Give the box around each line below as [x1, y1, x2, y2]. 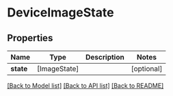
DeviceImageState [7, 5, 114, 21]
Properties [7, 32, 53, 44]
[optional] [131, 64, 163, 73]
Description [85, 53, 124, 62]
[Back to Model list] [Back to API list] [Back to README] [7, 82, 164, 90]
